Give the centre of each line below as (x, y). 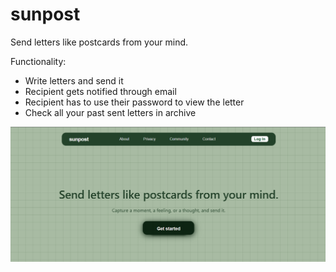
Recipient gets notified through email (100, 91)
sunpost (45, 14)
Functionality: (38, 61)
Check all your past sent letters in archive (110, 112)
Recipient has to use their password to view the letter (134, 102)
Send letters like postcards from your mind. (99, 42)
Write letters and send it (74, 80)
